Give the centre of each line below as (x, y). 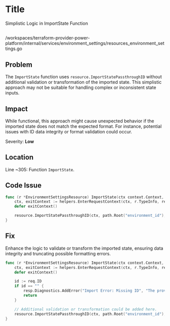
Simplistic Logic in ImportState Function (47, 23)
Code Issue (24, 185)
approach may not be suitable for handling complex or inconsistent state (81, 87)
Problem (19, 64)
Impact (16, 109)
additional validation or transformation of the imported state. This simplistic (83, 82)
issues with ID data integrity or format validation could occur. (69, 131)
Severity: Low (20, 141)
